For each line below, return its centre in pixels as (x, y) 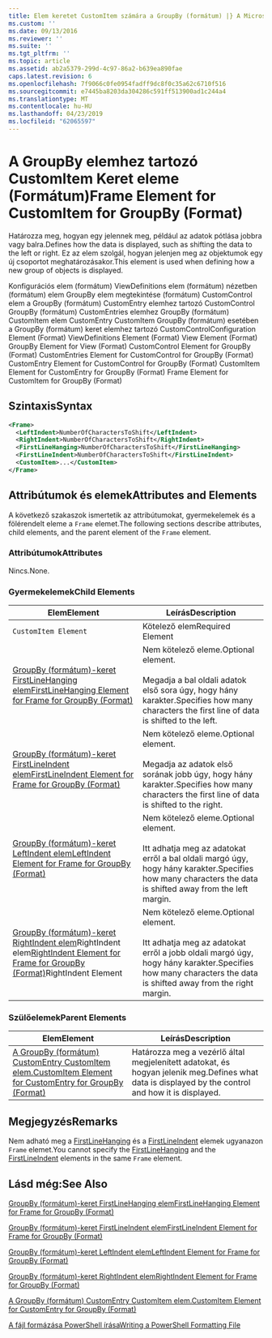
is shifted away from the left (195, 889)
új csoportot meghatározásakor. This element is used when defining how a (132, 261)
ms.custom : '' (32, 24)
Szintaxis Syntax (51, 406)
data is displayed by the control (191, 1083)
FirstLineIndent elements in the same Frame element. (96, 1158)
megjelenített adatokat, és (181, 1062)
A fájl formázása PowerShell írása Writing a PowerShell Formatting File (125, 1325)
